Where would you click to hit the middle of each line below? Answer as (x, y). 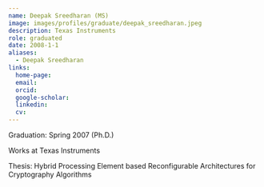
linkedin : (32, 105)
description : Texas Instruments (62, 30)
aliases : (23, 53)
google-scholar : (42, 97)
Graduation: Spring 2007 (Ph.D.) (61, 135)
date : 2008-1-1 (34, 46)
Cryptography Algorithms (50, 174)
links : (19, 68)
